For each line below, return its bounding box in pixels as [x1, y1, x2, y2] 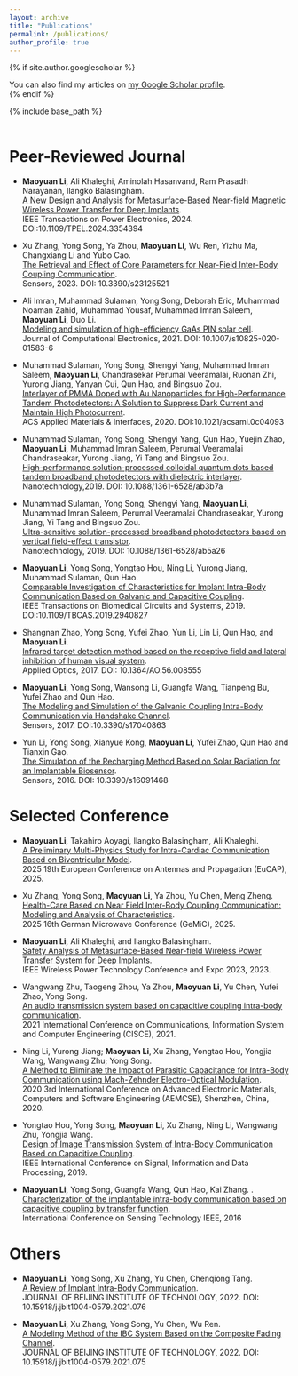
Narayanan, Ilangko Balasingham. [21, 186, 145, 196]
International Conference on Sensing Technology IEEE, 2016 [21, 1212, 242, 1223]
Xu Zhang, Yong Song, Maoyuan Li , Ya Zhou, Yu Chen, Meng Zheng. [21, 891, 273, 901]
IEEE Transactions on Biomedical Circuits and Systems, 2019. [21, 601, 246, 612]
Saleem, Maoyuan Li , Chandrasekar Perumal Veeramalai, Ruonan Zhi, [21, 370, 277, 380]
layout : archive [9, 12, 69, 22]
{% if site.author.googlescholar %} [9, 62, 136, 73]
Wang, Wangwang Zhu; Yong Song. [21, 1055, 153, 1067]
